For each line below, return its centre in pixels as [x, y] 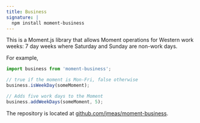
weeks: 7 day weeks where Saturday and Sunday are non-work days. [92, 46]
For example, [23, 58]
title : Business [26, 12]
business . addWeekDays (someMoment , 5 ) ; [55, 102]
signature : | [23, 17]
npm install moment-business [48, 23]
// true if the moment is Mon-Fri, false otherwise [72, 80]
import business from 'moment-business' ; [59, 69]
